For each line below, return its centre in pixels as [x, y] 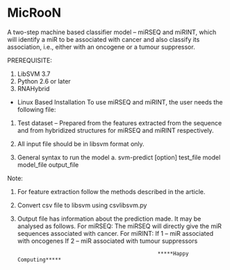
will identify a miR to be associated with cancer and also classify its [104, 39]
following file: [36, 109]
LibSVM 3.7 [34, 74]
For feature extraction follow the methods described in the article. [111, 191]
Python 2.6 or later [44, 81]
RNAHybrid [33, 88]
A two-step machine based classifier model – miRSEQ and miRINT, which [112, 32]
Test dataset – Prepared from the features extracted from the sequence [120, 122]
